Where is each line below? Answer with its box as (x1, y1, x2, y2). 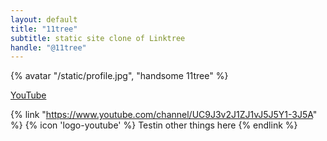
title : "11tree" (10, 24, 78, 34)
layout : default (10, 14, 78, 25)
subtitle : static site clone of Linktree (10, 33, 186, 43)
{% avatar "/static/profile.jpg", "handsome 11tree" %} (10, 70, 229, 82)
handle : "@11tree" (10, 42, 87, 53)
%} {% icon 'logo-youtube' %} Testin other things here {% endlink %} (10, 119, 298, 131)
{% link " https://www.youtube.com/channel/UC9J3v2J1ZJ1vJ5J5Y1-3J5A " (10, 109, 318, 121)
